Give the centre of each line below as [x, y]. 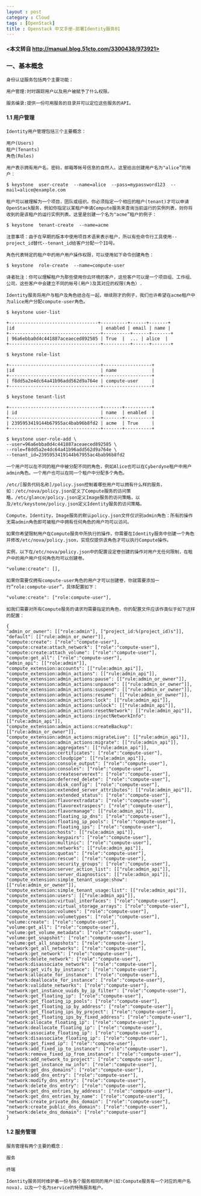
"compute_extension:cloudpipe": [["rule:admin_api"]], [76, 758]
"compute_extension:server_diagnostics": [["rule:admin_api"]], [88, 875]
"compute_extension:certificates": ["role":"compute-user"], [85, 753]
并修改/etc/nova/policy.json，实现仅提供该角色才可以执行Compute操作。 [89, 540]
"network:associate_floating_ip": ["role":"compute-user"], [83, 1033]
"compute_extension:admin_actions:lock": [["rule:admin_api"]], [88, 700]
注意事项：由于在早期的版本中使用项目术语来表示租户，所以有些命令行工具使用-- [92, 237]
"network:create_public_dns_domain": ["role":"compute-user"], [87, 1107]
